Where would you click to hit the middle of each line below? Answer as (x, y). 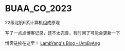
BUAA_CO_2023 (38, 8)
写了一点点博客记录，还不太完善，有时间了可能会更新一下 (62, 33)
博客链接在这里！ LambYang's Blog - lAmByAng (53, 43)
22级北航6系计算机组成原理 (32, 22)
